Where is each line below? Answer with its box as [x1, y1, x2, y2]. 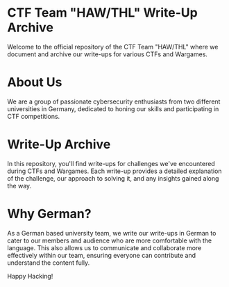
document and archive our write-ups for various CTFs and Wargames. [7, 50, 208, 58]
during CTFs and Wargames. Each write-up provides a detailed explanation [7, 167, 222, 175]
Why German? [7, 206, 92, 222]
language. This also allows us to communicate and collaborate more [7, 243, 202, 252]
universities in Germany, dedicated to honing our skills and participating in [7, 104, 219, 113]
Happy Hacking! [7, 272, 53, 280]
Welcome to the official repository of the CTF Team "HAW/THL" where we [7, 42, 219, 51]
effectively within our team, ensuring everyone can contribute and [7, 251, 196, 259]
